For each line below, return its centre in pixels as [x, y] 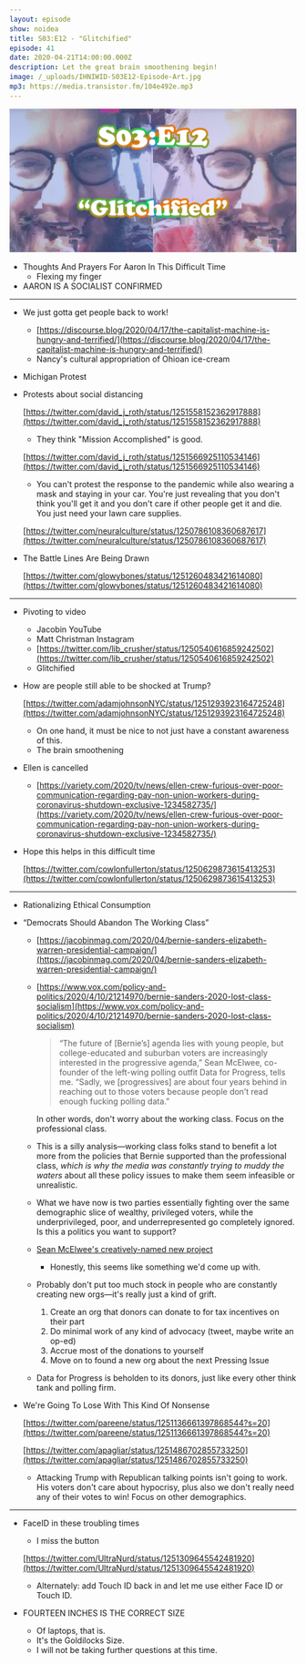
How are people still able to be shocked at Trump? [117, 685]
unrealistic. [57, 1185]
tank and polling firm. [76, 1387]
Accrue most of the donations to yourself [127, 1350]
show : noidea [34, 29]
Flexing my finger [69, 276]
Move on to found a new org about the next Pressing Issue [160, 1360]
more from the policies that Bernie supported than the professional [161, 1156]
